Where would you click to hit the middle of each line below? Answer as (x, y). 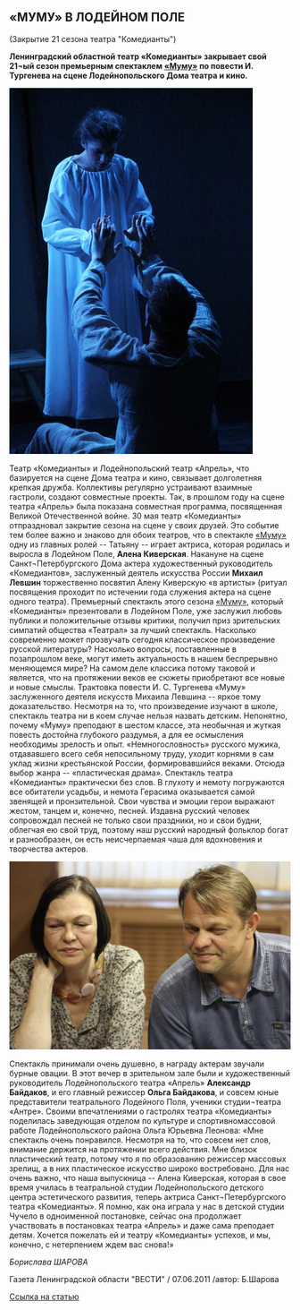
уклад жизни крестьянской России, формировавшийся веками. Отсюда (147, 763)
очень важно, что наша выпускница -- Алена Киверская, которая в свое (148, 1178)
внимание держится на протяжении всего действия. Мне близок (133, 1150)
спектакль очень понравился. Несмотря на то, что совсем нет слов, (140, 1140)
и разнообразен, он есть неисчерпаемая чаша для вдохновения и (136, 839)
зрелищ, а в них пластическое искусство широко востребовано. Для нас (150, 1169)
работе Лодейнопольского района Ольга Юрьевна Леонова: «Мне (137, 1131)
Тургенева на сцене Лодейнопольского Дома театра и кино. (129, 75)
